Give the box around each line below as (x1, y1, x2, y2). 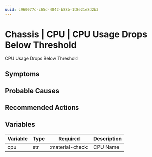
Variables (5, 120, 36, 129)
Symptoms (5, 70, 40, 78)
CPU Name (93, 143, 120, 150)
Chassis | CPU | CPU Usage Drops (5, 28, 148, 40)
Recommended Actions (5, 104, 79, 112)
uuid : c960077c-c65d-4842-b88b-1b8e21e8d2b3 (5, 7, 99, 12)
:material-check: (49, 143, 89, 150)
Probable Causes (5, 87, 60, 95)
